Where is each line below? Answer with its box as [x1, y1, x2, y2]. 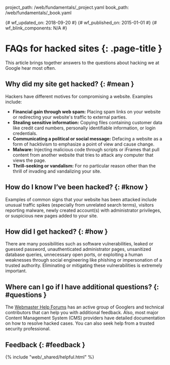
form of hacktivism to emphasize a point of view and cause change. [12, 141, 155, 147]
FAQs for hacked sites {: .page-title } [5, 43, 162, 54]
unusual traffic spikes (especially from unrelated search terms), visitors [5, 202, 154, 208]
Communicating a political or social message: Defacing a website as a [12, 135, 162, 142]
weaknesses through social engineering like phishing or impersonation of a [5, 257, 162, 263]
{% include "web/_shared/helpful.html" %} [5, 354, 94, 360]
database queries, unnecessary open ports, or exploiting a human [5, 251, 143, 258]
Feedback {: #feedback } [5, 341, 85, 349]
